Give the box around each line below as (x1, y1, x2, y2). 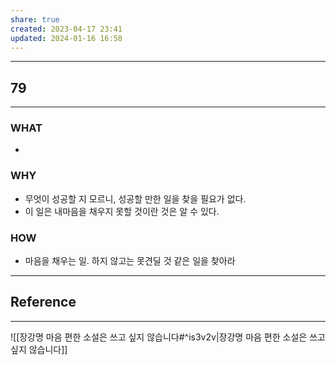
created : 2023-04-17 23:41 (10, 24, 123, 34)
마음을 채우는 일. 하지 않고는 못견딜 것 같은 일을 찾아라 (24, 255, 236, 267)
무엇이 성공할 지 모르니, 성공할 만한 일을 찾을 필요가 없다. (24, 192, 247, 205)
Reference (10, 294, 77, 311)
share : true (10, 14, 60, 25)
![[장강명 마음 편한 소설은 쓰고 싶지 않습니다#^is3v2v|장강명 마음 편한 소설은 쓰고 (10, 331, 326, 343)
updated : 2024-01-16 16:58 (10, 33, 123, 43)
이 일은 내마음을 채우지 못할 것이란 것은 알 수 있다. (24, 205, 220, 217)
